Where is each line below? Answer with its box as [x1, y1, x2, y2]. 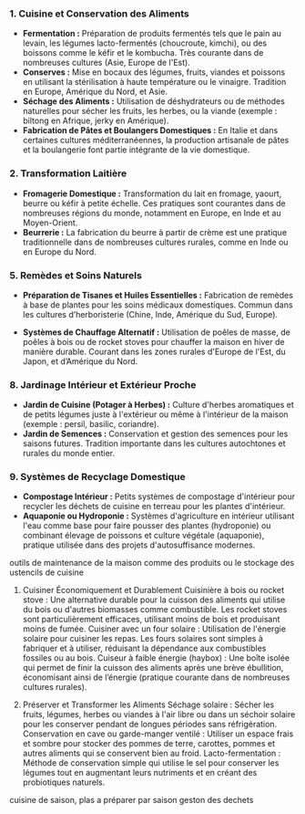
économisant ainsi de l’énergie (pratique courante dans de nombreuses [22, 672, 290, 683]
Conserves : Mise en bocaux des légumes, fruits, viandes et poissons [22, 67, 286, 78]
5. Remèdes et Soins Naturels [9, 268, 143, 281]
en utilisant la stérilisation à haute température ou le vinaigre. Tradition [22, 77, 287, 88]
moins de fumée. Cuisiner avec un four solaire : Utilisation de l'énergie [22, 623, 287, 634]
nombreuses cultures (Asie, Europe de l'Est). [22, 57, 191, 68]
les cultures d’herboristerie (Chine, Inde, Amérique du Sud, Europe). [22, 308, 279, 319]
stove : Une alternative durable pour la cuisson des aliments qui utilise [22, 594, 286, 605]
